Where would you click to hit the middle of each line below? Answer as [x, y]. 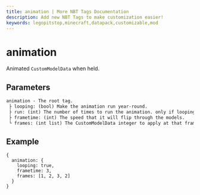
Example [23, 141]
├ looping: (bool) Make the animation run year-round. [78, 106]
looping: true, [36, 166]
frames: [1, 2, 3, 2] [43, 176]
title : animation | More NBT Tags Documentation [68, 12]
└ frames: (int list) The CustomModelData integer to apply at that [96, 123]
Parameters [28, 87]
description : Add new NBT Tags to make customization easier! [85, 17]
